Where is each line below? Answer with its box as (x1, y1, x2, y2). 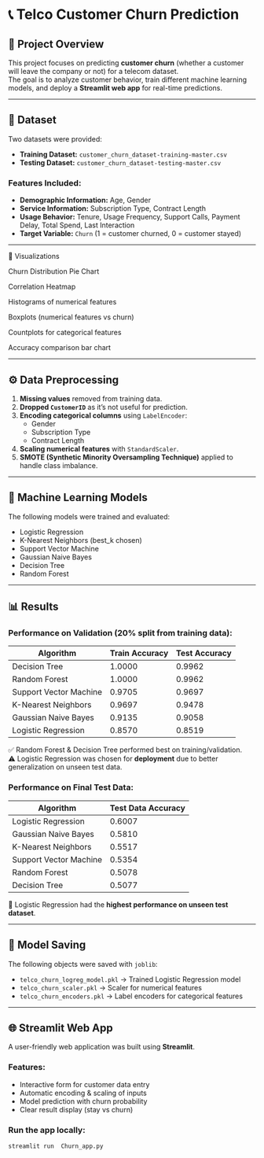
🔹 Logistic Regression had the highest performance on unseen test (8, 899, 229, 909)
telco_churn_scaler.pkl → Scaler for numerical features (19, 983, 203, 992)
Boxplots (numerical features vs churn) (8, 312, 135, 322)
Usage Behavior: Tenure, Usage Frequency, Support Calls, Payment (19, 212, 241, 222)
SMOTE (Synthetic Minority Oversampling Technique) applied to (19, 452, 233, 462)
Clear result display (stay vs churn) (19, 1105, 134, 1114)
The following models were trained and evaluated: (8, 511, 170, 521)
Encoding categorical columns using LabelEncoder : (19, 411, 188, 420)
